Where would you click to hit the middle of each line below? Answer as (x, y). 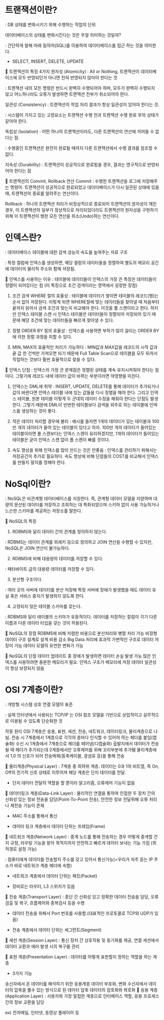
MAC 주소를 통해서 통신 (35, 816)
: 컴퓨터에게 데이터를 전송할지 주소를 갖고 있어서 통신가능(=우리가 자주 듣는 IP (79, 859)
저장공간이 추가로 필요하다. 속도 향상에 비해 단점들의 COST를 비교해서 (79, 456)
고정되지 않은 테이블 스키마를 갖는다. (47, 606)
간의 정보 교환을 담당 (25, 1002)
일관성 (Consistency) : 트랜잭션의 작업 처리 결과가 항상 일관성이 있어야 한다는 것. (82, 104)
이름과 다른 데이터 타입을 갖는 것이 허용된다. (47, 622)
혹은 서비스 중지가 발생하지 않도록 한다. (47, 596)
